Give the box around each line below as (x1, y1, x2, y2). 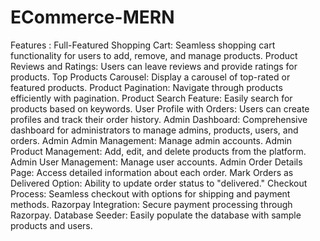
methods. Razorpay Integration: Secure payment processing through (10, 198, 293, 210)
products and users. (10, 219, 93, 231)
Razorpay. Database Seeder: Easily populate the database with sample (10, 209, 302, 221)
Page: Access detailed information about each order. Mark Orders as (10, 166, 294, 178)
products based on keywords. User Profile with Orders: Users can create (10, 102, 310, 115)
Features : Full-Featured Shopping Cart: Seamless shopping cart (10, 39, 276, 51)
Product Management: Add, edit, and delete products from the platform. (10, 145, 307, 157)
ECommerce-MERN (10, 6, 175, 29)
